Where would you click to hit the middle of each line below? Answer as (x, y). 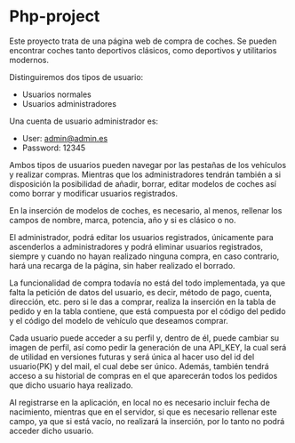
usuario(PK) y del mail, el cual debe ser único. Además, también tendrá (139, 366)
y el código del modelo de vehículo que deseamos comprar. (119, 320)
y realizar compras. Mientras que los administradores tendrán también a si (145, 174)
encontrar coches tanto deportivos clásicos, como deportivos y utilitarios (143, 50)
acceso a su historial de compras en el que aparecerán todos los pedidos (144, 375)
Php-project (55, 16)
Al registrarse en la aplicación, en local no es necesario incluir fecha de (140, 402)
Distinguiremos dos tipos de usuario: (76, 77)
